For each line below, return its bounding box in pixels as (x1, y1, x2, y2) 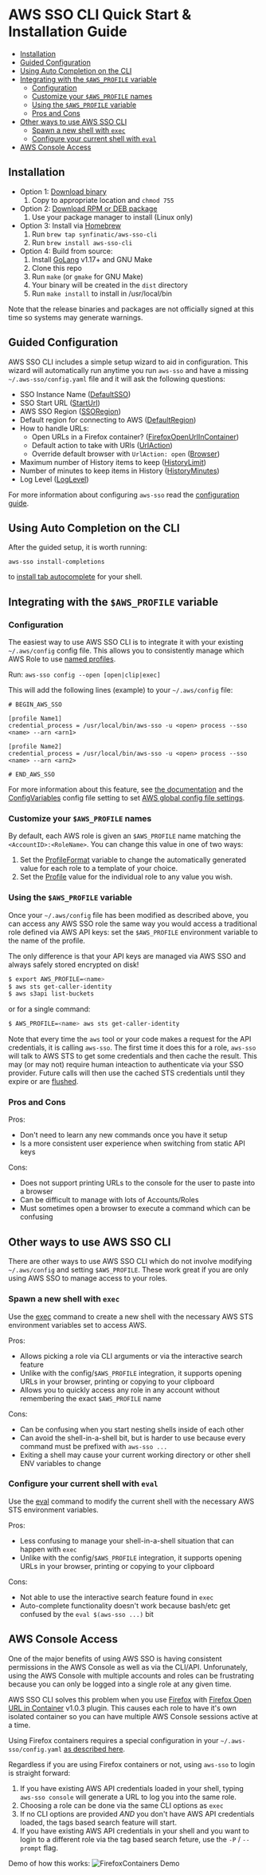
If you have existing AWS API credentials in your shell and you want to (19, 1825, 249, 1835)
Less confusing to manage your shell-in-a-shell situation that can (19, 1535, 235, 1545)
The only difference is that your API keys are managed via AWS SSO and (8, 951, 247, 960)
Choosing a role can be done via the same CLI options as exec (19, 1800, 224, 1810)
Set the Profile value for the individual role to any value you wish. (19, 872, 233, 882)
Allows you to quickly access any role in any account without (19, 1384, 221, 1395)
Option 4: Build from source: (19, 246, 113, 256)
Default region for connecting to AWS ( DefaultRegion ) (19, 415, 197, 424)
